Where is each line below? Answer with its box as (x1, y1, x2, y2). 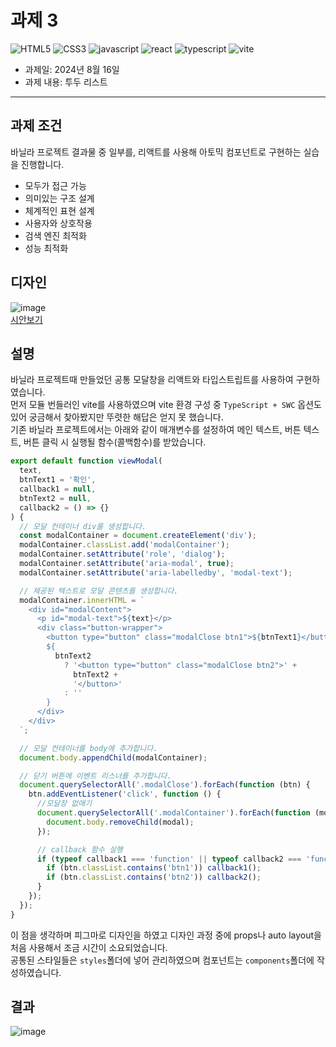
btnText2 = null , (19, 493, 92, 503)
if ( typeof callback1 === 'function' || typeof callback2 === (36, 854, 302, 864)
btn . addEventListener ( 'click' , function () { (28, 789, 222, 800)
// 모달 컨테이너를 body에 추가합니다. (19, 743, 158, 753)
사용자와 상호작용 (24, 217, 93, 229)
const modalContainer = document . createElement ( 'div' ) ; (19, 531, 257, 541)
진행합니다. (20, 158, 65, 170)
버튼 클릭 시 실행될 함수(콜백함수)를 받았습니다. (23, 436, 207, 448)
